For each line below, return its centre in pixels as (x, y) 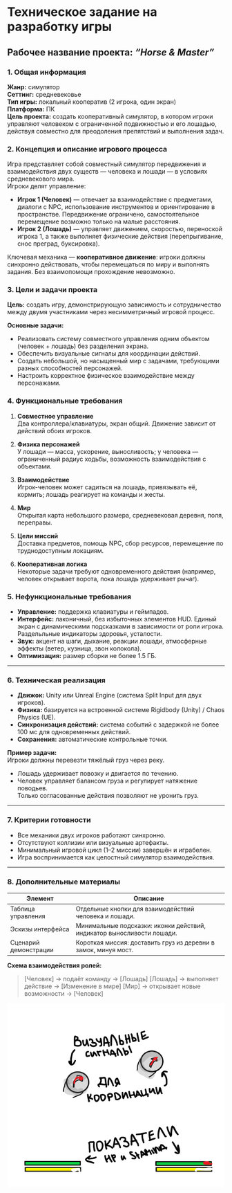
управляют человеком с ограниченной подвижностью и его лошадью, (112, 124)
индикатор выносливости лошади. (126, 933)
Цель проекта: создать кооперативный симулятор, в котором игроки (110, 116)
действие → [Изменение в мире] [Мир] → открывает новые (112, 986)
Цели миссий (38, 536)
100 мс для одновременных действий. (74, 732)
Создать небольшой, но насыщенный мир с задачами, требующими (118, 361)
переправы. (35, 522)
